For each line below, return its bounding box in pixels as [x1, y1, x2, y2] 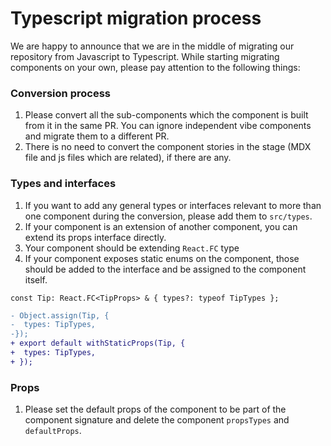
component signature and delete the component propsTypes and [24, 414, 290, 426]
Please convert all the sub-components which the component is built [24, 109, 309, 121]
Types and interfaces [10, 177, 117, 191]
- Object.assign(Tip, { [10, 310, 110, 321]
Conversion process [10, 86, 111, 100]
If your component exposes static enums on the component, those [24, 252, 300, 264]
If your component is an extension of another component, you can [24, 220, 298, 232]
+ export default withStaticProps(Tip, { [10, 338, 186, 349]
